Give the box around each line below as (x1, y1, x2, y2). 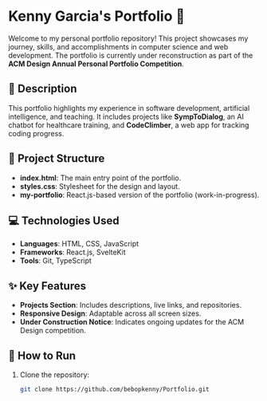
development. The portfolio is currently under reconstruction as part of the (8, 50, 253, 60)
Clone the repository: (19, 370, 90, 379)
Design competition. (19, 326, 86, 336)
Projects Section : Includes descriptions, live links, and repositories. (19, 301, 241, 310)
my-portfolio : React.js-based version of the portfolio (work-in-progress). (19, 190, 260, 199)
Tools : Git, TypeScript (19, 256, 92, 265)
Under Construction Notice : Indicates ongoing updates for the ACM (19, 317, 245, 327)
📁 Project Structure (8, 151, 105, 166)
